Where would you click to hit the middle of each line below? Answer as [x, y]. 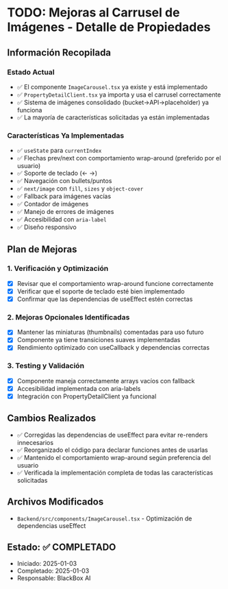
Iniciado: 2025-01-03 [47, 564]
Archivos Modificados [55, 502]
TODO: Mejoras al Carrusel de [93, 13]
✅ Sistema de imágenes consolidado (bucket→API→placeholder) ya [113, 102]
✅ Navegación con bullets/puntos [64, 181]
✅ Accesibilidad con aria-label [62, 219]
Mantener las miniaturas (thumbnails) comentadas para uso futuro [110, 332]
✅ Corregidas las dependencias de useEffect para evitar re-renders [112, 435]
